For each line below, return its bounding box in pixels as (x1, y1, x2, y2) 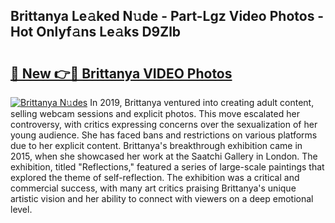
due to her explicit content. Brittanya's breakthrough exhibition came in (10, 140, 303, 151)
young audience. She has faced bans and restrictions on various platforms (10, 129, 318, 141)
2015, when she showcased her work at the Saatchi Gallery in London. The (10, 150, 318, 162)
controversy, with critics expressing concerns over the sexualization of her (10, 119, 318, 130)
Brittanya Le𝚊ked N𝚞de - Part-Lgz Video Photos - (10, 8, 325, 25)
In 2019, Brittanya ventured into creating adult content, (89, 97, 315, 108)
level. (10, 204, 33, 215)
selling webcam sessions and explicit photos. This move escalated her (10, 108, 300, 119)
